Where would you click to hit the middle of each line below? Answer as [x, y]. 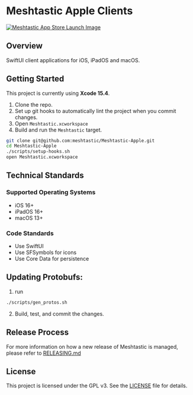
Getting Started [35, 79]
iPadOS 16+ [29, 211]
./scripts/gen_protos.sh [37, 302]
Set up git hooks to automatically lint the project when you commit [95, 111]
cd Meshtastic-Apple [32, 146]
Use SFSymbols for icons [46, 252]
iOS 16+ [24, 205]
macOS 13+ [29, 218]
